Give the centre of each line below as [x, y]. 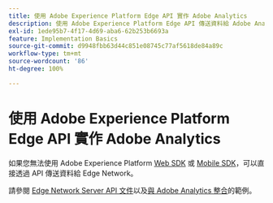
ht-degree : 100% [36, 69]
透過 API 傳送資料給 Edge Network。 [76, 173]
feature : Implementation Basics [63, 39]
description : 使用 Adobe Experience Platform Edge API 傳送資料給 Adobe [130, 24]
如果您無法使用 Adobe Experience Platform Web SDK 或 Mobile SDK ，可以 [133, 162]
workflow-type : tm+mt [45, 54]
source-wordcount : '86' [49, 62]
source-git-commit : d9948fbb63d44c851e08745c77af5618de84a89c [116, 46]
